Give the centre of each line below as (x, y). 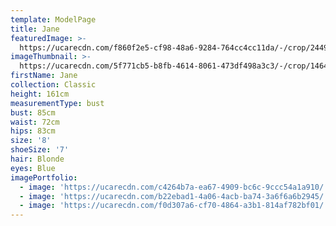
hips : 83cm (33, 131)
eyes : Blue (33, 168)
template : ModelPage (53, 19)
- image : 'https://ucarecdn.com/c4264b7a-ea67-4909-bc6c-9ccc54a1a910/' (174, 187)
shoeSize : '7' (40, 150)
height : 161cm (40, 94)
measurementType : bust (57, 103)
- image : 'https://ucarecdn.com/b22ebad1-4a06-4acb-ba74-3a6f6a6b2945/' (174, 196)
